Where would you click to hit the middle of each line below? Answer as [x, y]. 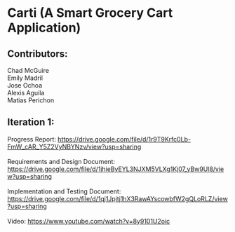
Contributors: [38, 54]
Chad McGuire [28, 70]
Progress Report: [32, 139]
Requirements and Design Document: [61, 161]
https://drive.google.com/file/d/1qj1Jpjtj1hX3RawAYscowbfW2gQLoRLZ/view [117, 198]
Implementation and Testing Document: [64, 191]
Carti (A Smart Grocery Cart [90, 13]
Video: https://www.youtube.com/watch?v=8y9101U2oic [89, 221]
